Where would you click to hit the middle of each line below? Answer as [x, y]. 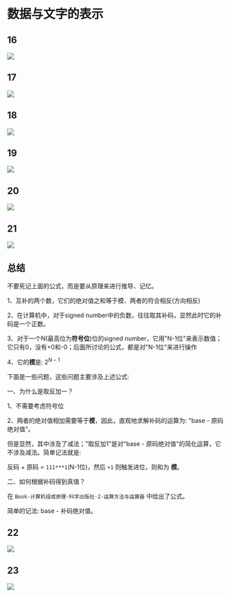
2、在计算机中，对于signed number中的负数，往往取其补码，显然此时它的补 [114, 315]
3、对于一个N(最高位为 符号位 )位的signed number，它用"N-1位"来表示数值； [115, 338]
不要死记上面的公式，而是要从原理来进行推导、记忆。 [82, 285]
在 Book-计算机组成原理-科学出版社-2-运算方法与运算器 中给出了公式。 [98, 496]
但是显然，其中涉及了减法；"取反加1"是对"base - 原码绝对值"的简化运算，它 [114, 444]
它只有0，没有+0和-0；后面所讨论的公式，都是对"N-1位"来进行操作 [102, 347]
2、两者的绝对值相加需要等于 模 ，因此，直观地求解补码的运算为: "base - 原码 [115, 420]
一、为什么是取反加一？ [40, 391]
